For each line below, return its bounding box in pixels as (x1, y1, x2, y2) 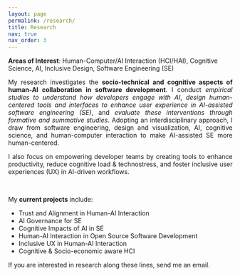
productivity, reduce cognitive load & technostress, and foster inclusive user (8, 160, 233, 168)
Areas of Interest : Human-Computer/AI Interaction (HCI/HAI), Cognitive (8, 56, 218, 65)
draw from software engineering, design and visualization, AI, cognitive (8, 123, 233, 132)
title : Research (8, 24, 56, 31)
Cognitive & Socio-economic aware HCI (18, 247, 135, 255)
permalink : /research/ (8, 17, 75, 24)
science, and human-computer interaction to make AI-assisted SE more (8, 131, 233, 140)
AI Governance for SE (18, 217, 83, 225)
